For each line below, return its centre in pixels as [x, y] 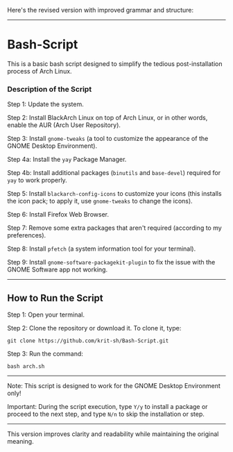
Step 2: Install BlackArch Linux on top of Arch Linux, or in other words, [107, 118]
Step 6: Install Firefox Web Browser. [58, 215]
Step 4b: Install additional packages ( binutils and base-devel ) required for [114, 173]
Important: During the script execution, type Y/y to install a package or [107, 407]
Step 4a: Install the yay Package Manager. [67, 160]
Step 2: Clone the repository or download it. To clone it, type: [94, 328]
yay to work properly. [37, 181]
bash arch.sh [26, 367]
